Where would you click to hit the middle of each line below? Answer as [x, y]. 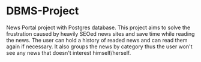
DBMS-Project [43, 11]
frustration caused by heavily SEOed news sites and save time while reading [100, 33]
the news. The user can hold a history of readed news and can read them [97, 40]
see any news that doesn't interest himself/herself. [69, 52]
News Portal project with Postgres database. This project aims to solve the [98, 27]
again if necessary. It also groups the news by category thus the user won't [100, 46]
